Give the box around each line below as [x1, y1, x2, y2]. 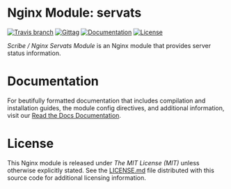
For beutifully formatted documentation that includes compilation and [7, 96, 206, 105]
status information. [7, 49, 61, 57]
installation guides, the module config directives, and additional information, [7, 103, 225, 112]
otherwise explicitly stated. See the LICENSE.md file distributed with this [7, 166, 214, 174]
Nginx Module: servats [7, 5, 142, 21]
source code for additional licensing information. [7, 173, 146, 182]
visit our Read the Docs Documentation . [7, 111, 122, 119]
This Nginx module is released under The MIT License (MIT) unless [7, 158, 200, 167]
